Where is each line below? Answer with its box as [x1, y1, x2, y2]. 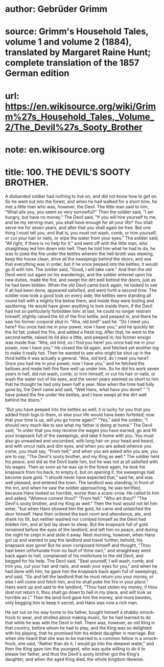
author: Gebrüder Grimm [5, 3, 108, 15]
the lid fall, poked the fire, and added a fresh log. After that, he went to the [5, 329, 155, 335]
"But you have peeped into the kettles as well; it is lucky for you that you [5, 406, 151, 412]
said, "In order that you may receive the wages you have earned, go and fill [5, 427, 157, 433]
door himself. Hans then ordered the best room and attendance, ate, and [5, 511, 151, 517]
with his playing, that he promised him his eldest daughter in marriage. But [5, 630, 155, 636]
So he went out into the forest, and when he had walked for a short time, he [5, 198, 158, 204]
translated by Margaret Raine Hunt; [5, 47, 151, 58]
